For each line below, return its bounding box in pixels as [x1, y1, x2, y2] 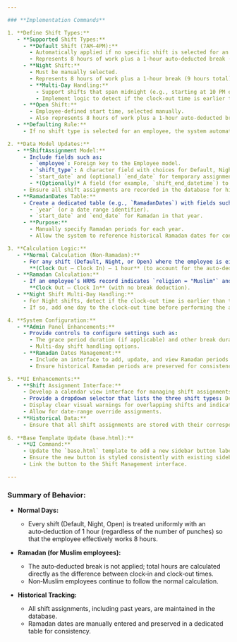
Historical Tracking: [17, 590, 78, 600]
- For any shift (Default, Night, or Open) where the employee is [23, 258, 222, 265]
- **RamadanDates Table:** [16, 193, 97, 200]
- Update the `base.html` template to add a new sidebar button [23, 447, 217, 455]
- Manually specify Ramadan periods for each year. [29, 226, 185, 233]
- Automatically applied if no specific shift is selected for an [29, 49, 229, 56]
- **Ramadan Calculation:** [16, 271, 99, 279]
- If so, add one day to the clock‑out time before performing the [23, 304, 226, 311]
